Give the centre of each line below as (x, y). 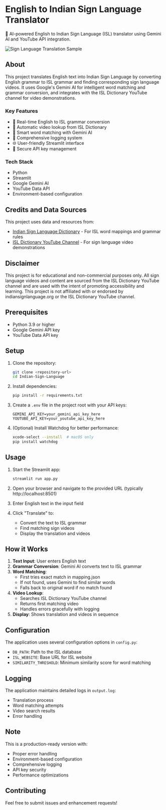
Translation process (33, 700)
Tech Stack (19, 161)
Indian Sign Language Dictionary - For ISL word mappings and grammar (87, 232)
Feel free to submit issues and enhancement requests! (61, 802)
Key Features (22, 111)
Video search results (34, 711)
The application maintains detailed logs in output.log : (61, 691)
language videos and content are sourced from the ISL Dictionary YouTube (82, 280)
